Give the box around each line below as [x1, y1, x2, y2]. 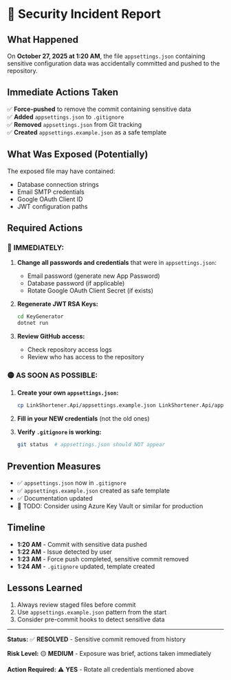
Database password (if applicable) [27, 279, 125, 288]
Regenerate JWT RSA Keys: [16, 300, 98, 308]
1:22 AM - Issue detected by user [16, 548, 112, 556]
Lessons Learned [7, 582, 82, 594]
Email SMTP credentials [16, 188, 85, 196]
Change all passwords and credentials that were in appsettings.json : [16, 259, 217, 267]
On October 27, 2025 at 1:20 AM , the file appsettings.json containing [7, 52, 206, 60]
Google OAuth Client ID [16, 194, 83, 203]
